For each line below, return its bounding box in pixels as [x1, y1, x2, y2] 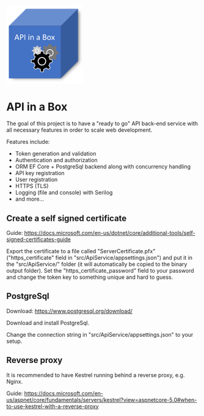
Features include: [6, 138, 50, 146]
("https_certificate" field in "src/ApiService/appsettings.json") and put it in [6, 254, 193, 262]
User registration [15, 176, 58, 184]
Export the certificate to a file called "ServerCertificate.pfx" [6, 248, 156, 255]
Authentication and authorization [15, 157, 98, 164]
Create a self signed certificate [6, 213, 127, 223]
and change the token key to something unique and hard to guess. [6, 273, 173, 281]
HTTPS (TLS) [15, 182, 49, 190]
